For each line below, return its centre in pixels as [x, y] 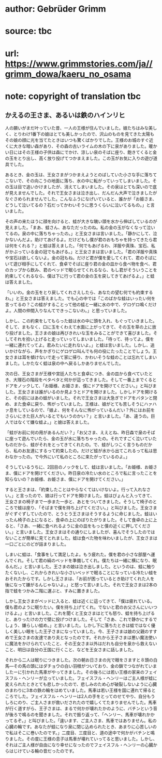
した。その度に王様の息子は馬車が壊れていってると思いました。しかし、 [85, 739]
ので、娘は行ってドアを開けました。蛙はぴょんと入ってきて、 [93, 495]
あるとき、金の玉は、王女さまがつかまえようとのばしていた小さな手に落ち [79, 174]
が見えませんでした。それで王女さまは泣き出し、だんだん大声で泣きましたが [81, 193]
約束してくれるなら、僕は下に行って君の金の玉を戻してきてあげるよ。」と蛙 [80, 276]
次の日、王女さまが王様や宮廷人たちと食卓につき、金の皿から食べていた [77, 373]
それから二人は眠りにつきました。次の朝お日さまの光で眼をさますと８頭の [79, 660]
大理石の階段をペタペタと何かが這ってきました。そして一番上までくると [85, 379]
